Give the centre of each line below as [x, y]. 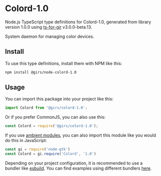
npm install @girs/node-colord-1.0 [41, 72]
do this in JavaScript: [26, 141]
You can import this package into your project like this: [59, 99]
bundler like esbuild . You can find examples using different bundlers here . [79, 168]
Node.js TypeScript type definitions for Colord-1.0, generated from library [78, 22]
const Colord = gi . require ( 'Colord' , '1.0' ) [51, 154]
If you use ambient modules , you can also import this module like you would [80, 135]
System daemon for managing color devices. [50, 36]
